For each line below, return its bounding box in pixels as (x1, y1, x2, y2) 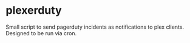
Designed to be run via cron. (5, 29, 77, 36)
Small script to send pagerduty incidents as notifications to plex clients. (5, 23, 185, 30)
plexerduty (5, 4, 62, 17)
